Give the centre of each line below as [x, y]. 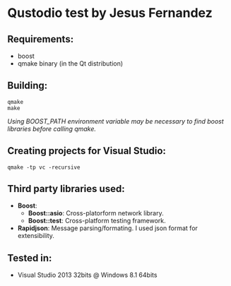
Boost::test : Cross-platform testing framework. [97, 221]
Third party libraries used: [66, 189]
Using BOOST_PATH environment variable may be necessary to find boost [115, 121]
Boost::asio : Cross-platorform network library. [96, 213]
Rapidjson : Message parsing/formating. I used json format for [107, 228]
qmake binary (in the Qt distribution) [70, 64]
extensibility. [36, 236]
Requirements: [41, 39]
